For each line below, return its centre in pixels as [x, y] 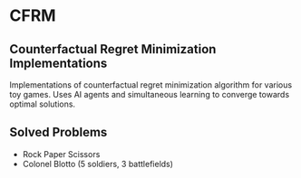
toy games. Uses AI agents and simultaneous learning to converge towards [150, 94]
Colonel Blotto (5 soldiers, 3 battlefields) [98, 164]
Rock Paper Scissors [61, 154]
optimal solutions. [42, 104]
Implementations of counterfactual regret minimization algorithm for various [151, 85]
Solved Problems [58, 132]
